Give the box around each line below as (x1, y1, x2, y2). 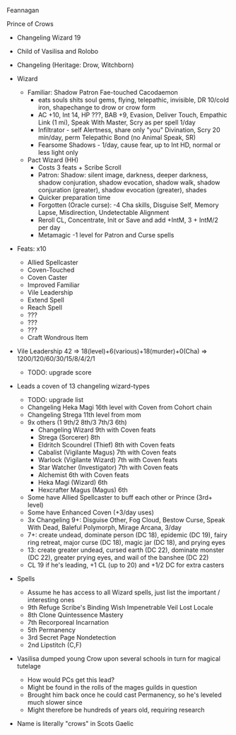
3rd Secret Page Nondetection (27, 633, 117, 642)
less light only (37, 148, 78, 156)
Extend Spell (27, 296, 64, 304)
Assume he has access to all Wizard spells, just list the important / (27, 588, 220, 596)
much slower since (27, 698, 83, 706)
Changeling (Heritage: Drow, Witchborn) (16, 61, 134, 69)
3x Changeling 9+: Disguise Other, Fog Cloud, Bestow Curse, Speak (27, 516, 225, 524)
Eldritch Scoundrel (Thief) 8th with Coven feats (37, 441, 175, 449)
